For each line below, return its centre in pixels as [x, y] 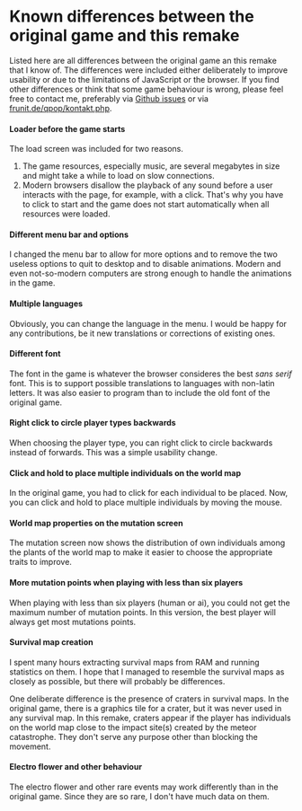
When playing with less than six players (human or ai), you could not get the [150, 603]
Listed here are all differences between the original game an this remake [143, 60]
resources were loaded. [66, 214]
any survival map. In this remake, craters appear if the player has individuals [150, 718]
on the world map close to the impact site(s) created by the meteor [133, 727]
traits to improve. [40, 562]
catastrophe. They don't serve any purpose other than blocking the [133, 736]
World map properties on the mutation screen [96, 523]
